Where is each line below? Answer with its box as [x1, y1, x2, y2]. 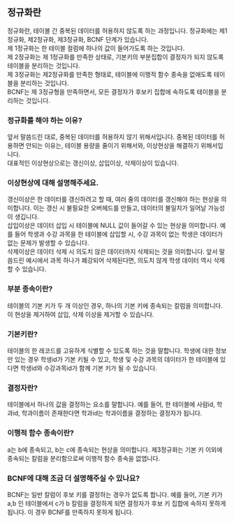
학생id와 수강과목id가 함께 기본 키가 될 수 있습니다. [20, 364, 157, 372]
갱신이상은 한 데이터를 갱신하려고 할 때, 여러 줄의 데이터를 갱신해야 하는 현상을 [7, 195, 220, 204]
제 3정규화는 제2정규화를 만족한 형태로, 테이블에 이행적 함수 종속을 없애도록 [7, 70, 212, 78]
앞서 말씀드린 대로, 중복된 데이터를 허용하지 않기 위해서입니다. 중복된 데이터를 [7, 133, 218, 141]
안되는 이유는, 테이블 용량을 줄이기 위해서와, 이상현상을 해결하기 [25, 142, 199, 150]
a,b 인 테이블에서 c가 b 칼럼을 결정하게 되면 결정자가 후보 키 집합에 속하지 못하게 [7, 499, 226, 508]
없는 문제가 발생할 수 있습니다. [7, 239, 89, 247]
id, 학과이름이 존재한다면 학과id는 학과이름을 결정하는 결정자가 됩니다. [13, 409, 203, 418]
